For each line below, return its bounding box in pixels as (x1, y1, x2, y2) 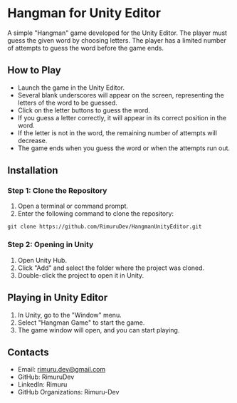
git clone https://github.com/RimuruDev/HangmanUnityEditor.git (7, 223, 202, 231)
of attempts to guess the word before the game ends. (7, 43, 164, 52)
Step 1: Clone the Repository (7, 186, 107, 196)
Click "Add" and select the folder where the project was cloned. (17, 263, 205, 272)
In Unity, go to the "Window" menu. (17, 310, 122, 319)
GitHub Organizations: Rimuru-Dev (17, 388, 120, 397)
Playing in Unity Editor (7, 292, 108, 304)
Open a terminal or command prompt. (17, 201, 129, 211)
